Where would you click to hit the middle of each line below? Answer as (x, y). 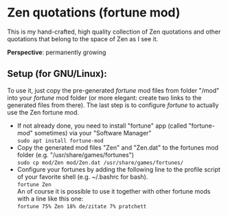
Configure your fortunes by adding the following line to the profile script (119, 169)
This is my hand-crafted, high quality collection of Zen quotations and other (114, 32)
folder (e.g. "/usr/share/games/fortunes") (76, 155)
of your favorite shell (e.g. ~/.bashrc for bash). (82, 176)
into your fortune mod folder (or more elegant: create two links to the (104, 98)
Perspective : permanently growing (57, 52)
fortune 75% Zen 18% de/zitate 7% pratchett (82, 206)
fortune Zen (34, 184)
